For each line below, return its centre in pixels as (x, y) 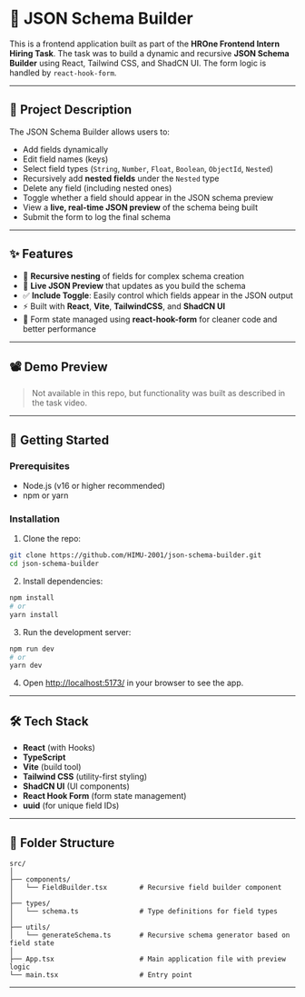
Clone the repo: (52, 539)
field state (32, 943)
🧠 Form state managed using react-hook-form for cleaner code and (150, 319)
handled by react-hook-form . (63, 73)
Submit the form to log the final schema (96, 216)
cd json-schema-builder (54, 564)
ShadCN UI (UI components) (76, 786)
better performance (59, 329)
